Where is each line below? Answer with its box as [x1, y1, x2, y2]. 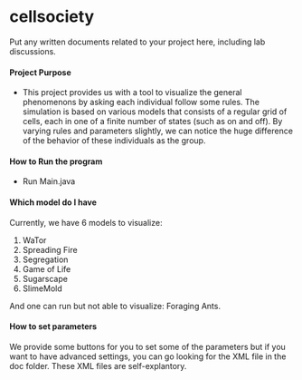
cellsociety [9, 6, 95, 27]
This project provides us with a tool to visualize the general [22, 87, 242, 98]
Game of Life [22, 263, 71, 274]
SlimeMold [22, 283, 62, 294]
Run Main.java [22, 176, 76, 187]
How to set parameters [9, 321, 98, 332]
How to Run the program [9, 156, 103, 167]
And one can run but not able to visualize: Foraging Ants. [9, 300, 222, 311]
